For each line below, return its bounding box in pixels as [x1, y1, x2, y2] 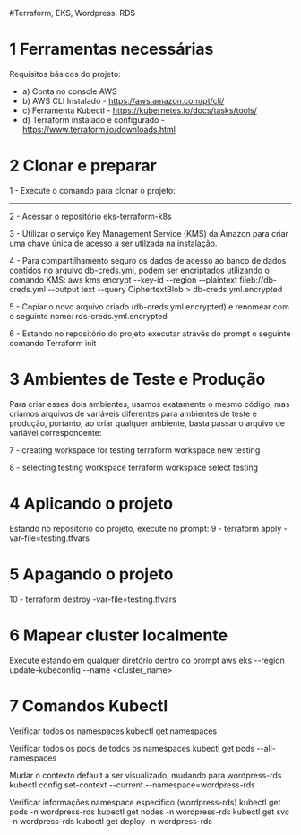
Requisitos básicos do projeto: [9, 68, 121, 79]
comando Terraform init [9, 337, 97, 348]
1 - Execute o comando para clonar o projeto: [9, 185, 176, 196]
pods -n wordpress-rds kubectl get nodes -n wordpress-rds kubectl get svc [9, 806, 289, 817]
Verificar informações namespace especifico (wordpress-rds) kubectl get [9, 796, 281, 807]
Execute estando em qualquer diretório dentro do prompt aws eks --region [9, 655, 285, 665]
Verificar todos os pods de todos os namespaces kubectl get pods [9, 743, 255, 753]
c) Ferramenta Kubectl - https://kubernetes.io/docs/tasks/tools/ [21, 105, 258, 116]
